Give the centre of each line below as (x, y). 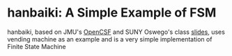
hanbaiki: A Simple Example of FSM (112, 13)
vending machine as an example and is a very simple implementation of (110, 39)
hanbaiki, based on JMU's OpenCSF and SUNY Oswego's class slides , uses (116, 32)
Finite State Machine (37, 46)
